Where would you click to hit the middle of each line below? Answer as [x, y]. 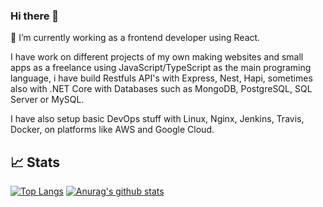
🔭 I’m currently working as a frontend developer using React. [135, 38]
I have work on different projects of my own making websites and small [157, 57]
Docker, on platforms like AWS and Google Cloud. [112, 130]
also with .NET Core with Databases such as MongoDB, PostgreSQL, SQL [161, 89]
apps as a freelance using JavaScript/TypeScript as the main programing [161, 68]
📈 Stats [35, 162]
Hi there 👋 [35, 16]
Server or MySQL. [47, 100]
